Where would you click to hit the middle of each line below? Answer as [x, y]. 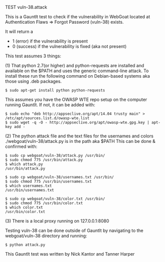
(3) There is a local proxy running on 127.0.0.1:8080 [57, 221]
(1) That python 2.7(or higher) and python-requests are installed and [75, 65]
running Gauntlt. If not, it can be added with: [50, 105]
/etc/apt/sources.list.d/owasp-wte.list [48, 118]
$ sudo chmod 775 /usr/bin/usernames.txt [49, 181]
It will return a [19, 31]
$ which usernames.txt [28, 186]
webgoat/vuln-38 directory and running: [46, 236]
